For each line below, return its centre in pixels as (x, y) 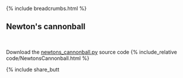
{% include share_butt (33, 69)
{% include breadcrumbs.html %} (46, 8)
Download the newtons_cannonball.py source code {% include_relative (91, 52)
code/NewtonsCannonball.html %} (48, 58)
